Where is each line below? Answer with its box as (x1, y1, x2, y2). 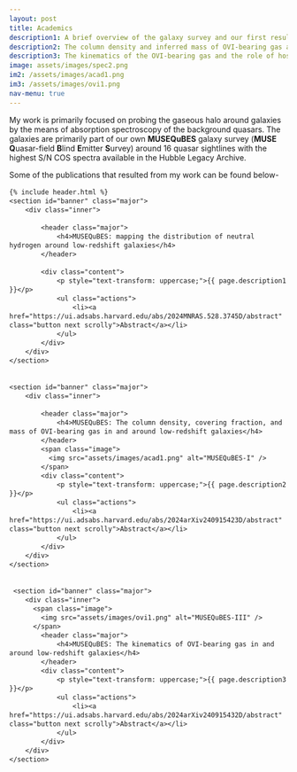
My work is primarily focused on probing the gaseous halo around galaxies (9, 114, 281, 125)
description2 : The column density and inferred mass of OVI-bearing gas (9, 43, 283, 51)
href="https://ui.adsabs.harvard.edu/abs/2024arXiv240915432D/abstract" (9, 710, 283, 720)
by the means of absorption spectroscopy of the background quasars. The (9, 124, 281, 135)
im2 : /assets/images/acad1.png (9, 71, 125, 80)
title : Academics (9, 23, 73, 33)
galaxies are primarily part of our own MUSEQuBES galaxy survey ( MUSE (9, 133, 277, 144)
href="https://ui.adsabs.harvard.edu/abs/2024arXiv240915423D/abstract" (9, 515, 283, 525)
